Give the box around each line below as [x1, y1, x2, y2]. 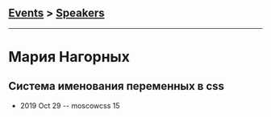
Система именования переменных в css [8, 79, 224, 93]
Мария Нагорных [8, 48, 131, 66]
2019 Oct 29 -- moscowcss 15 [19, 100, 120, 111]
